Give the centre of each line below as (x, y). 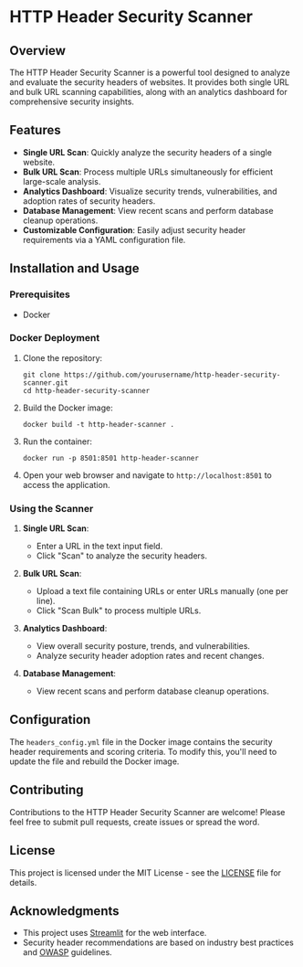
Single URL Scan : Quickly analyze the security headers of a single (147, 152)
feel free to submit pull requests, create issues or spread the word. (135, 822)
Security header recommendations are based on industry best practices (158, 942)
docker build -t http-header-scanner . (99, 424)
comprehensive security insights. (72, 101)
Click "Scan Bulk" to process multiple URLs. (119, 611)
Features (35, 130)
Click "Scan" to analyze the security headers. (122, 556)
